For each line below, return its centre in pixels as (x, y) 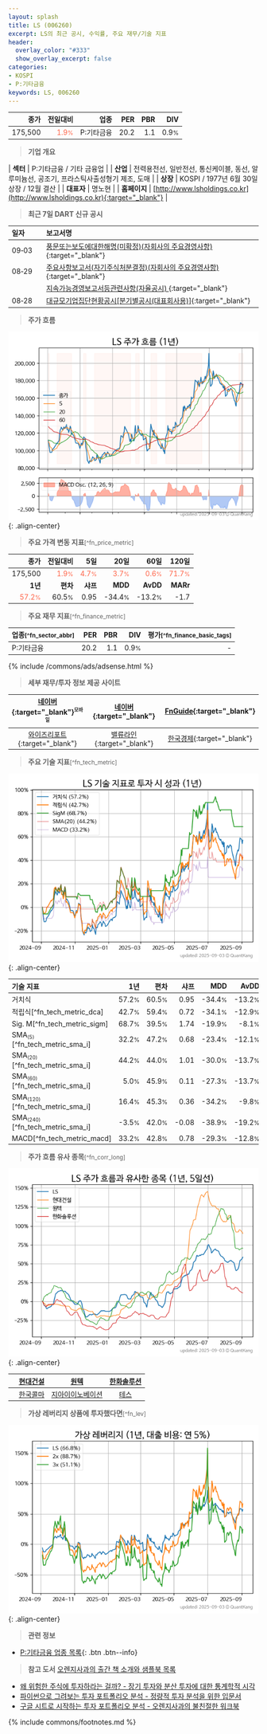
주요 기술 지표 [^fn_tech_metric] (72, 762)
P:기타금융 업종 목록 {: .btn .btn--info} (79, 1653)
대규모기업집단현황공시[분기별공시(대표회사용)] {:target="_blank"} (149, 301)
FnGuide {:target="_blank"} (210, 711)
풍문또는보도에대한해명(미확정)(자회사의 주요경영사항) (130, 246)
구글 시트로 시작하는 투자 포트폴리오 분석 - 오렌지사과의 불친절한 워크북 (130, 1706)
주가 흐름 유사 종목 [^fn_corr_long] (76, 1157)
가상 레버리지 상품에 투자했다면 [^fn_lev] (87, 1414)
